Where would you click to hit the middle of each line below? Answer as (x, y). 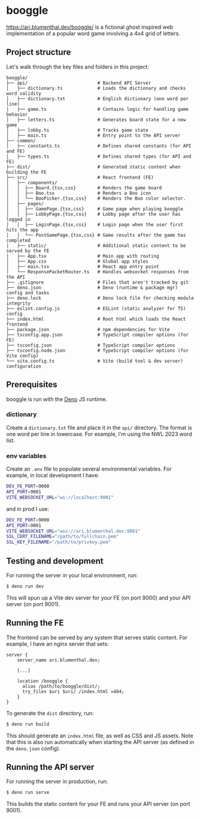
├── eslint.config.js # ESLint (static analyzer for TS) (96, 308)
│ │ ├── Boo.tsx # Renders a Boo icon (79, 193)
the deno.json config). (34, 748)
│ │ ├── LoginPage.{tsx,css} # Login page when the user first (95, 225)
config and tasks (28, 293)
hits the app (22, 230)
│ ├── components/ (32, 183)
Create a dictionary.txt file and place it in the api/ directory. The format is (99, 427)
